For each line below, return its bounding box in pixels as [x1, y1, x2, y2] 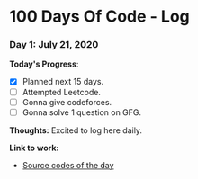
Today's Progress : [9, 58, 79, 69]
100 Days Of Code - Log [9, 6, 191, 27]
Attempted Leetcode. [22, 86, 102, 97]
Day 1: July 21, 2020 [9, 39, 99, 51]
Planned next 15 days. [22, 76, 104, 87]
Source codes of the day [22, 159, 114, 170]
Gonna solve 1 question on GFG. [22, 106, 142, 118]
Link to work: [9, 142, 59, 153]
